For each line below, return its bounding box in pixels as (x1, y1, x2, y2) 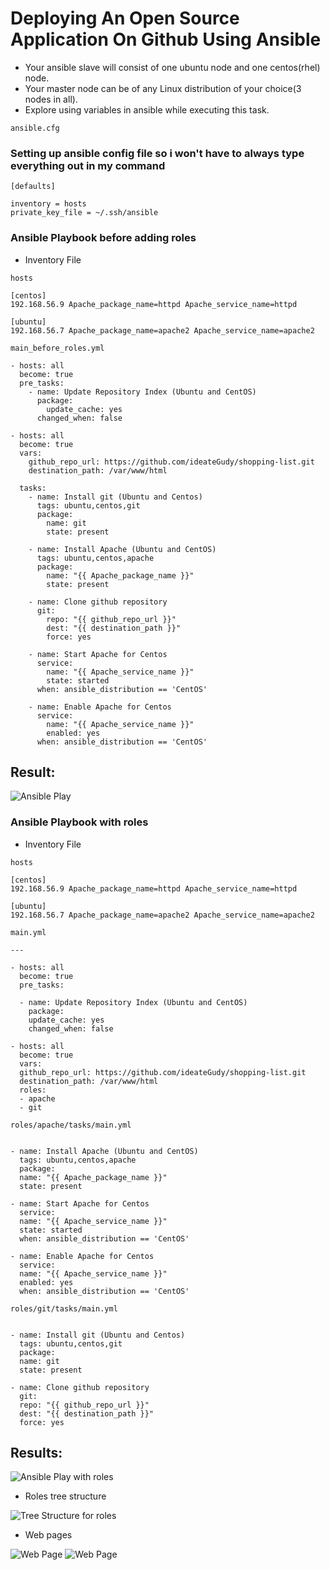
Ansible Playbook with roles (10, 815, 149, 829)
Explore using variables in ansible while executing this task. (24, 103, 270, 116)
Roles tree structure (24, 1490, 107, 1502)
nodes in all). (24, 93, 78, 105)
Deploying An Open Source (10, 7, 240, 30)
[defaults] (10, 182, 56, 192)
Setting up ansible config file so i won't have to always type (10, 146, 305, 160)
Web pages (24, 1529, 73, 1541)
